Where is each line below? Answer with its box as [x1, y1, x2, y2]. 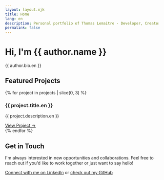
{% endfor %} [5, 128, 33, 134]
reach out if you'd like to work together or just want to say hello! [5, 160, 133, 166]
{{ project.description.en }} [5, 113, 60, 119]
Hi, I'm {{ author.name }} [5, 46, 107, 58]
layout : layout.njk [5, 7, 45, 12]
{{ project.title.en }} [5, 102, 53, 109]
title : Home [5, 12, 29, 17]
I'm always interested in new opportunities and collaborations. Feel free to [5, 155, 154, 160]
